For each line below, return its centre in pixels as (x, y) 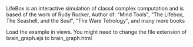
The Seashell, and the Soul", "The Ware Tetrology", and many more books (96, 21)
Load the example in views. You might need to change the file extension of (96, 32)
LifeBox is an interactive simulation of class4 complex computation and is (95, 8)
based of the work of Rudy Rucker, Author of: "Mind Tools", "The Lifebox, (95, 15)
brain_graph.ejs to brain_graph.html (49, 38)
